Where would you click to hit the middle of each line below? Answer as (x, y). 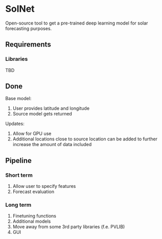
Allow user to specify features (44, 186)
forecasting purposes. (29, 28)
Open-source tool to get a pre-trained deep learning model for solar (77, 23)
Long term (18, 205)
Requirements (28, 45)
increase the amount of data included (52, 145)
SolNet (20, 9)
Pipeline (19, 161)
